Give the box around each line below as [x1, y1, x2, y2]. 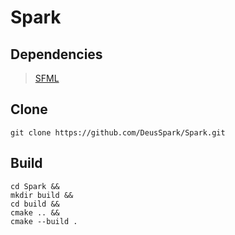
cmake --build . [10, 216, 78, 226]
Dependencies [10, 46, 103, 63]
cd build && [10, 199, 60, 209]
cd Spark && [10, 181, 60, 191]
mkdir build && [10, 190, 74, 200]
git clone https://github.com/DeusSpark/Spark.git [10, 127, 226, 138]
